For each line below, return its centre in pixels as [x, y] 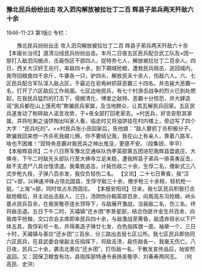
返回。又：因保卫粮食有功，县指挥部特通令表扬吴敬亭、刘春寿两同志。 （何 [99, 257]
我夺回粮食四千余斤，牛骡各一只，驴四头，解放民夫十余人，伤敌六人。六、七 [101, 76]
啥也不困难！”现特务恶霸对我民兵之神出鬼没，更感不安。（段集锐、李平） [96, 143]
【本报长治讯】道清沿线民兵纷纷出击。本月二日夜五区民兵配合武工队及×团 [98, 53]
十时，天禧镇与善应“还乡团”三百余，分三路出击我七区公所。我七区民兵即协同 [101, 234]
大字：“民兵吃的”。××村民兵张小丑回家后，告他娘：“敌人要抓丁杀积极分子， [100, 128]
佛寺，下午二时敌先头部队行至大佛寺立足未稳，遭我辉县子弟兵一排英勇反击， [101, 158]
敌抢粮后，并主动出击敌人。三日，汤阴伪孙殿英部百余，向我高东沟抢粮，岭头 [101, 196]
